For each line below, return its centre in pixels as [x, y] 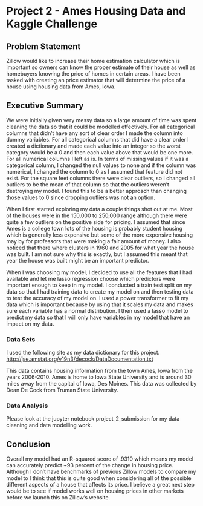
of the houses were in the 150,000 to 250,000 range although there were [97, 215]
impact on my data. [30, 324]
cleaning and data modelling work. [49, 425]
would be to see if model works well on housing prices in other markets [95, 491]
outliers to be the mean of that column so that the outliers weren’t [88, 184]
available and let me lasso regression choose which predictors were [91, 278]
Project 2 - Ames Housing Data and [96, 11]
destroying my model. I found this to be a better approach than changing [97, 191]
